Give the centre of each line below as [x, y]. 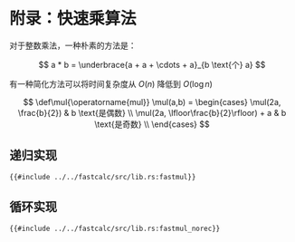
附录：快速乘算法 [73, 19]
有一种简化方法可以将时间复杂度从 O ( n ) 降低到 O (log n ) [111, 83]
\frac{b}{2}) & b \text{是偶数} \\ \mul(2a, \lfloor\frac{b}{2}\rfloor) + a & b [152, 112]
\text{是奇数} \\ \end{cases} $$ [152, 124]
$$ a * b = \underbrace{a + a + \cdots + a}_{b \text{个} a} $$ [152, 64]
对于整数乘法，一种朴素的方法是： [73, 45]
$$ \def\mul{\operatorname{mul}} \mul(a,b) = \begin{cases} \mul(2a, [152, 102]
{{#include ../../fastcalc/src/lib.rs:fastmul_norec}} [115, 228]
